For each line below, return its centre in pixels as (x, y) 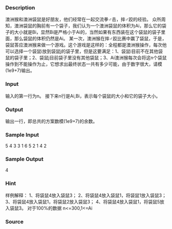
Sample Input (22, 134)
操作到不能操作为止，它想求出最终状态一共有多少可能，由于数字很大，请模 (84, 64)
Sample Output (24, 159)
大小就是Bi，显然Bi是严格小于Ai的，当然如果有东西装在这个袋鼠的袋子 (88, 32)
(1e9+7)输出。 (20, 71)
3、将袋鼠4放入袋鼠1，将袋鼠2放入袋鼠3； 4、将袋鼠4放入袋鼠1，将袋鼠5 (83, 201)
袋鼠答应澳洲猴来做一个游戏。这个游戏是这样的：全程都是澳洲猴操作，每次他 (86, 45)
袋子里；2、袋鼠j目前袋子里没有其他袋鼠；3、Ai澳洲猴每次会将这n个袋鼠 (90, 58)
